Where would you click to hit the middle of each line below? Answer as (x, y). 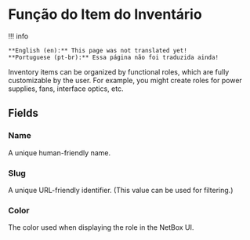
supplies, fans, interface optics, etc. (66, 89)
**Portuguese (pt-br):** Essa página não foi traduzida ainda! (114, 57)
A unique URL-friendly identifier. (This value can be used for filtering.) (121, 190)
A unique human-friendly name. (60, 153)
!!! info (18, 36)
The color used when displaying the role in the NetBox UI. (101, 227)
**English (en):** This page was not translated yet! (98, 50)
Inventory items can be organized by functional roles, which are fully (119, 71)
